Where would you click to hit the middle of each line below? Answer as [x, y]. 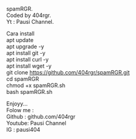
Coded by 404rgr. [29, 15]
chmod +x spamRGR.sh [36, 85]
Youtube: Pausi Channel [36, 123]
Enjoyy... [17, 104]
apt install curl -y [27, 59]
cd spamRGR [23, 79]
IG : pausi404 [23, 130]
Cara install [20, 34]
